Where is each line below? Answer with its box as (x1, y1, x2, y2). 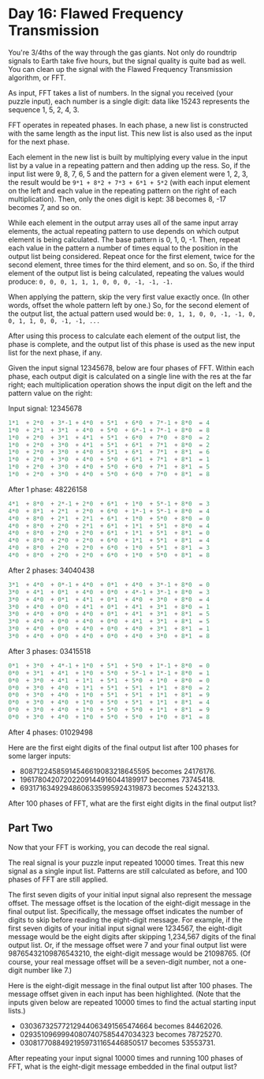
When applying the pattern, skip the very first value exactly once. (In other (8, 291, 250, 301)
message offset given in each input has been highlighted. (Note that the (8, 989, 241, 998)
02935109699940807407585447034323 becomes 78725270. (19, 1029, 223, 1039)
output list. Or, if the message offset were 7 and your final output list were (8, 940, 247, 949)
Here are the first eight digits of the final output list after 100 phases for (8, 743, 239, 752)
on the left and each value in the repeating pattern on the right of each (8, 186, 237, 195)
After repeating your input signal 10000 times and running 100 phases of (8, 1053, 244, 1062)
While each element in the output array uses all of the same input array (8, 218, 239, 227)
